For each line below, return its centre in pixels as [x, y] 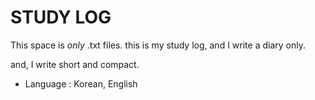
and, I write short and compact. [75, 64]
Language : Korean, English [81, 83]
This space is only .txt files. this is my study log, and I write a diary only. [158, 45]
